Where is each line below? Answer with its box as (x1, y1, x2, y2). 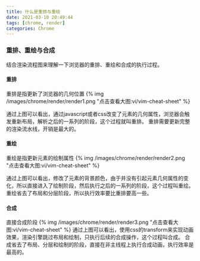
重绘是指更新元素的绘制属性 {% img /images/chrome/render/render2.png (6, 154, 186, 161)
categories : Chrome (6, 25, 55, 32)
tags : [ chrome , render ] (6, 20, 65, 26)
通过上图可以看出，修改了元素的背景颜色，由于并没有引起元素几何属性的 (6, 174, 183, 182)
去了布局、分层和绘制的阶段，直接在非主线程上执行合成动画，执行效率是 (16, 241, 194, 248)
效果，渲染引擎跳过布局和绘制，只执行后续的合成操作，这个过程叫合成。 (6, 234, 183, 241)
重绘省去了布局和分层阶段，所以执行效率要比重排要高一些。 (6, 189, 152, 196)
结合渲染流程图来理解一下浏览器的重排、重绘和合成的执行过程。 (6, 61, 162, 68)
